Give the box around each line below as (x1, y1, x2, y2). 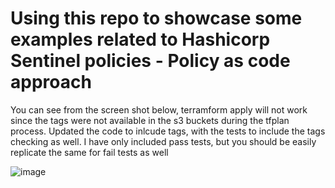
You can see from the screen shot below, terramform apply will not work (10, 103, 308, 116)
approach (10, 71, 92, 94)
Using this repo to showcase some (10, 7, 303, 30)
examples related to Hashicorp (10, 28, 271, 51)
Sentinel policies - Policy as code (10, 50, 291, 72)
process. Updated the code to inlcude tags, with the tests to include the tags (10, 125, 326, 137)
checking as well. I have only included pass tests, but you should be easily (10, 135, 317, 147)
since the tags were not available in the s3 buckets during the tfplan (10, 114, 290, 126)
